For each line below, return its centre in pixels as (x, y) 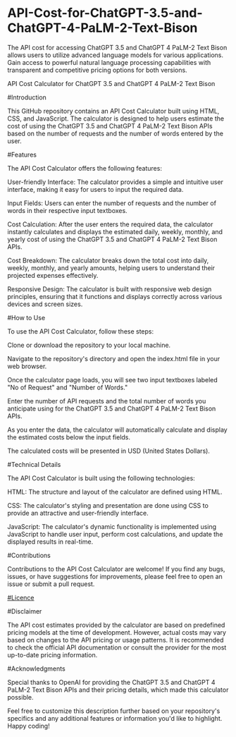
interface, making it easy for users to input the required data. (95, 189)
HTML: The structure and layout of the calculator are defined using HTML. (115, 492)
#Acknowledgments (36, 669)
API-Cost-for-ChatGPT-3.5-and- (105, 13)
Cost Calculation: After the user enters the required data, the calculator (110, 224)
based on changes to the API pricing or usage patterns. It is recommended (116, 640)
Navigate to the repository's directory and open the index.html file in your (114, 358)
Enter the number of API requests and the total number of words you (107, 401)
